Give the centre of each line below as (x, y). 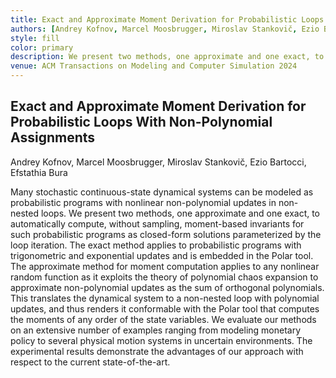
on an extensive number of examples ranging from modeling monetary (156, 330)
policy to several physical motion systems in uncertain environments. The (161, 340)
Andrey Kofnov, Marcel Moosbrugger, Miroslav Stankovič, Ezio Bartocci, (158, 162)
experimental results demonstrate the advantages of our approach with (157, 351)
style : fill (35, 38)
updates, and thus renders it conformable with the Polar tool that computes (165, 308)
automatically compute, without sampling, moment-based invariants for (157, 223)
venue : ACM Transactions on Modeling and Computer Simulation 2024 (154, 66)
